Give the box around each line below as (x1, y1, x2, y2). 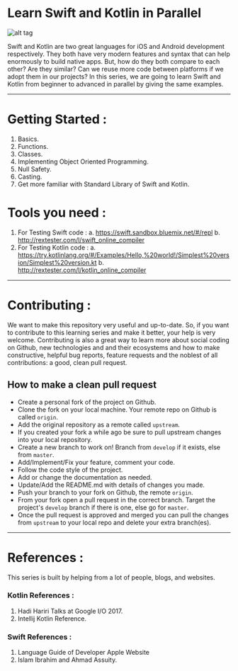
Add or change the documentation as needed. (17, 473, 152, 481)
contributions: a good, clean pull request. (7, 358, 127, 366)
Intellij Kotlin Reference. (17, 614, 87, 623)
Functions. (17, 142, 49, 150)
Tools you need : (7, 205, 106, 221)
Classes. (17, 150, 43, 158)
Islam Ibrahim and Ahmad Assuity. (17, 655, 118, 664)
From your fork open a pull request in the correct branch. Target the (17, 495, 216, 504)
